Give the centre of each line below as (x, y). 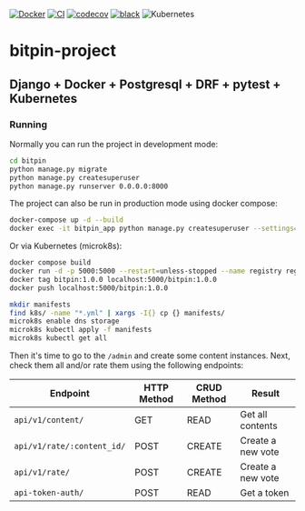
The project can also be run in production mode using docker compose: (144, 204)
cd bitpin (28, 160)
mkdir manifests (40, 305)
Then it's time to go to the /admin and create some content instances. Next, (150, 356)
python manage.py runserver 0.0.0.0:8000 (89, 186)
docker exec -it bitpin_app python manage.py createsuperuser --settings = (154, 229)
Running (29, 125)
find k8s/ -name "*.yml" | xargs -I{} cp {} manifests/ (117, 313)
